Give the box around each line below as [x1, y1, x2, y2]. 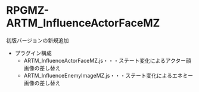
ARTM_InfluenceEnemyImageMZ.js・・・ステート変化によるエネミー [23, 72, 194, 79]
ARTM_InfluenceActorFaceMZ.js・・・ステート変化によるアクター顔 [23, 57, 192, 64]
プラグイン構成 [14, 49, 52, 57]
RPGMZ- [6, 4, 49, 17]
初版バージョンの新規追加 [6, 36, 69, 44]
